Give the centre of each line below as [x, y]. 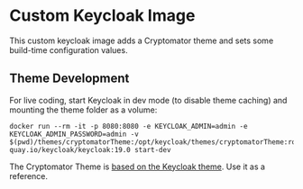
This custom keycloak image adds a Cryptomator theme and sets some [142, 40]
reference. [28, 175]
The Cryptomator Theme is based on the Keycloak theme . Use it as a [138, 166]
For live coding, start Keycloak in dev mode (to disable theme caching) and [148, 100]
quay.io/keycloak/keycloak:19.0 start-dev [90, 149]
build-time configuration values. [69, 49]
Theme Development [69, 79]
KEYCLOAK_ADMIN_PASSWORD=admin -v [74, 134]
